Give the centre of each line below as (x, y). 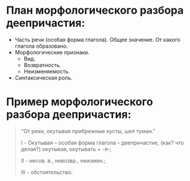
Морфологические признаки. (52, 52)
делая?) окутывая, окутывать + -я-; (66, 149)
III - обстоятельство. (47, 172)
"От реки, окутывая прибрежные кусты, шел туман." (88, 131)
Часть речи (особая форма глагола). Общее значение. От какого (97, 39)
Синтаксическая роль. (44, 78)
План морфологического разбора (95, 10)
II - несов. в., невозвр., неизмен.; (63, 160)
